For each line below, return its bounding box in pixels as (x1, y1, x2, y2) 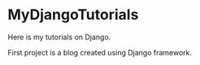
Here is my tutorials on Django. (7, 32, 111, 42)
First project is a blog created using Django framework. (7, 47, 193, 57)
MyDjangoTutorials (7, 6, 139, 24)
